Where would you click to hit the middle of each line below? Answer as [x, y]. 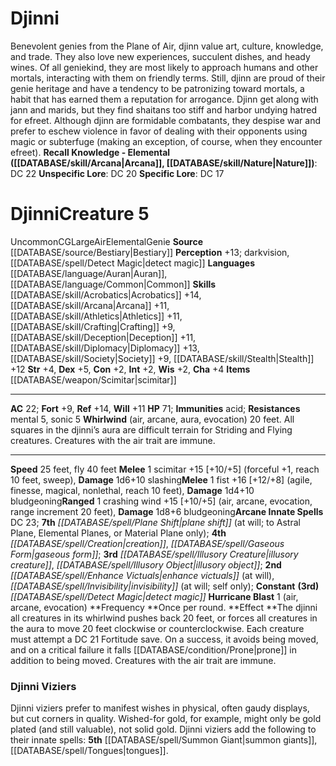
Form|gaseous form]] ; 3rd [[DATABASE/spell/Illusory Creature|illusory [154, 554]
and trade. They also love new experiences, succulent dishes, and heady [160, 56]
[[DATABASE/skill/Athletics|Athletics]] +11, [96, 316]
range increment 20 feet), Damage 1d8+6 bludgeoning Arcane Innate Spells [167, 511]
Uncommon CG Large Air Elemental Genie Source [107, 241]
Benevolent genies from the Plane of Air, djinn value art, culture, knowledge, [167, 46]
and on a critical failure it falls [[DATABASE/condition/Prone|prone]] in [153, 649]
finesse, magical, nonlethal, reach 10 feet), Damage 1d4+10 [132, 490]
